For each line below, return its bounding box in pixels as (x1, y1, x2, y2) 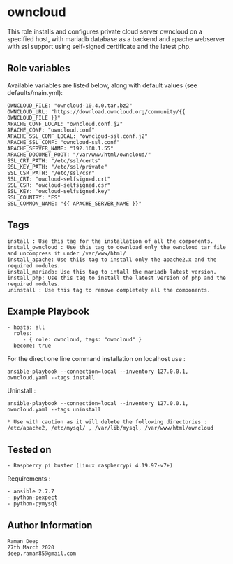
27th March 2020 (7, 544, 54, 551)
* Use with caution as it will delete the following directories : (7, 418, 208, 425)
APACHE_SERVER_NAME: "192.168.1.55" (7, 145, 114, 152)
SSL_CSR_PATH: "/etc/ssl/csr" (7, 169, 96, 176)
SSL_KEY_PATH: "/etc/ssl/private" (7, 163, 108, 170)
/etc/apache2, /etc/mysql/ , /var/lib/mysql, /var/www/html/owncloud (7, 425, 214, 432)
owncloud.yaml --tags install (7, 374, 96, 381)
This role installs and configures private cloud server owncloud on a (7, 27, 202, 36)
